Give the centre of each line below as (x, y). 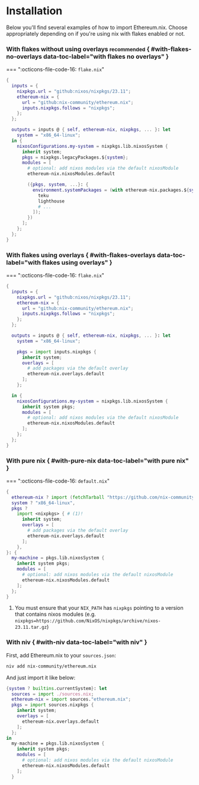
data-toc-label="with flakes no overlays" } (106, 56)
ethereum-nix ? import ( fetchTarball (58, 497)
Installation (34, 11)
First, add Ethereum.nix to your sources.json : (61, 655)
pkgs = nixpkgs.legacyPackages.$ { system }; (75, 157)
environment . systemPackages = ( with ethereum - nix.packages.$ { (111, 190)
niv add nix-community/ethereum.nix (51, 666)
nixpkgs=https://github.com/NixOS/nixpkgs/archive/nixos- (88, 621)
